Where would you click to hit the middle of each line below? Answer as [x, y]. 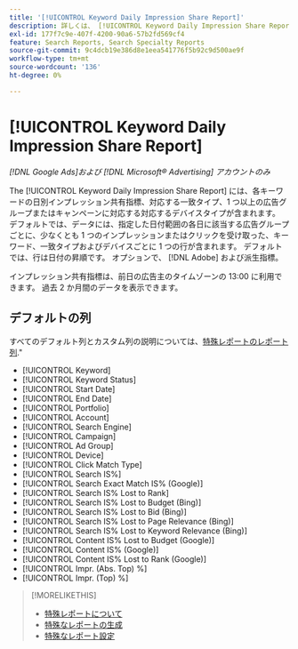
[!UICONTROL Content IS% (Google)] [90, 549]
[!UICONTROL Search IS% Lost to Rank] [95, 493]
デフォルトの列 [50, 318]
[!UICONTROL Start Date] [68, 389]
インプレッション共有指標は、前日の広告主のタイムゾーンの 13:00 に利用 [142, 276]
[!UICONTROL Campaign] [69, 436]
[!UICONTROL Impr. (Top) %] [75, 578]
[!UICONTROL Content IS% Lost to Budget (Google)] [118, 540]
